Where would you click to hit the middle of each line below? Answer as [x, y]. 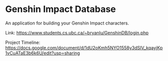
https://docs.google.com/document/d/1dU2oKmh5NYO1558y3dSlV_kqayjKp [84, 47]
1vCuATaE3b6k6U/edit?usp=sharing [43, 53]
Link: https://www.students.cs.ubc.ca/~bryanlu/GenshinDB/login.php [77, 32]
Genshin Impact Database [61, 9]
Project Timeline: [23, 42]
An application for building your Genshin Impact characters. [67, 23]
